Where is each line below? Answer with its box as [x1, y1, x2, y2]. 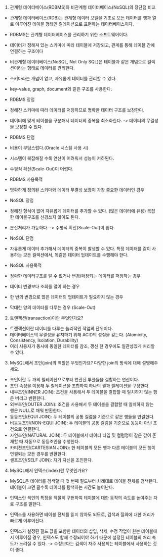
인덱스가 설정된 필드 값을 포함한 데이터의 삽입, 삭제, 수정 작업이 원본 [9, 528, 140, 534]
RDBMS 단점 [9, 134, 35, 140]
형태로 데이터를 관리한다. [27, 65, 75, 71]
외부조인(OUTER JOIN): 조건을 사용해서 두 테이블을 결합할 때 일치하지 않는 [9, 402, 154, 407]
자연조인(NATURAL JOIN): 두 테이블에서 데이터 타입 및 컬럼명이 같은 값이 [9, 432, 152, 438]
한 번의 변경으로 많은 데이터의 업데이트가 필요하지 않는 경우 [9, 294, 123, 300]
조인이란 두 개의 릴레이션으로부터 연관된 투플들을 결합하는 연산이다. [9, 377, 139, 382]
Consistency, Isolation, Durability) [9, 337, 79, 343]
